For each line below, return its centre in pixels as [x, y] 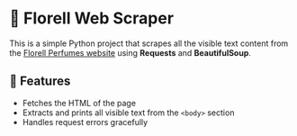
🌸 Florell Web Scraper [91, 18]
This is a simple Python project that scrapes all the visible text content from [149, 43]
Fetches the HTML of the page [79, 103]
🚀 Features [40, 82]
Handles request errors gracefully [85, 122]
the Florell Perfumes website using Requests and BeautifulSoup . [130, 52]
